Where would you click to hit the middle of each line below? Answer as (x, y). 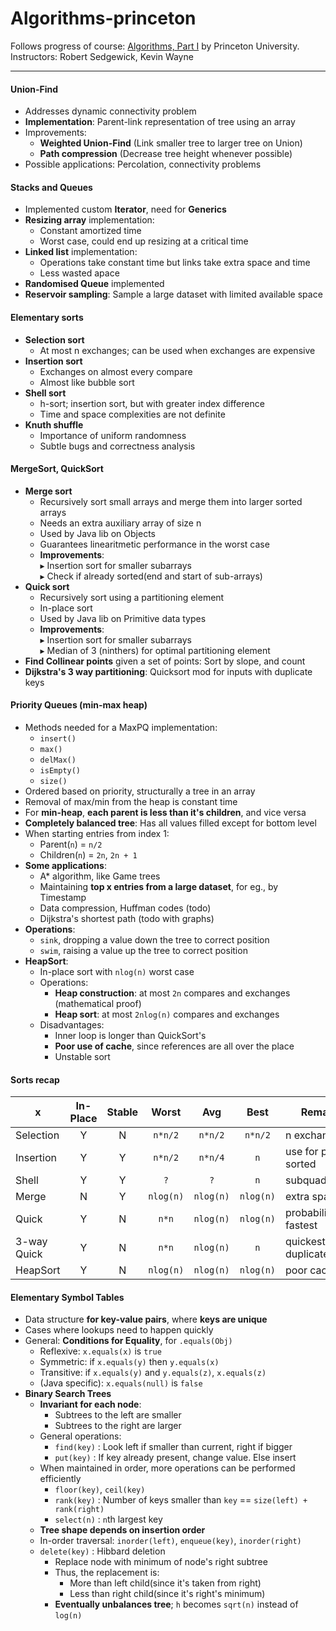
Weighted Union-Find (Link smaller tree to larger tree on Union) (171, 143)
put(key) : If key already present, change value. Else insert (175, 1458)
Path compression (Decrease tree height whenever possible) (166, 154)
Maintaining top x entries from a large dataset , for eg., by (159, 886)
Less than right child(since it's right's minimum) (167, 1594)
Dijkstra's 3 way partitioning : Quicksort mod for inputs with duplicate (168, 671)
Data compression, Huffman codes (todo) (125, 908)
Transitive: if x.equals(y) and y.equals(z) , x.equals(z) (153, 1373)
